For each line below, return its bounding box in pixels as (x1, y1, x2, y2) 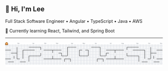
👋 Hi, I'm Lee (5, 5, 45, 13)
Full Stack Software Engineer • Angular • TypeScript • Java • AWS (5, 18, 142, 24)
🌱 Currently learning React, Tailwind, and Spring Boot (5, 28, 115, 34)
